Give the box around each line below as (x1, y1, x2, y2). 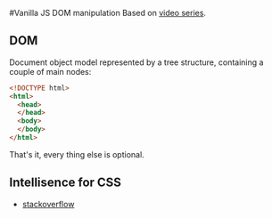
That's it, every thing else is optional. (9, 149, 144, 159)
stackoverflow (21, 198, 75, 209)
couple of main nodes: (9, 66, 92, 77)
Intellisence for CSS (9, 175, 122, 190)
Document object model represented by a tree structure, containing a (9, 57, 264, 68)
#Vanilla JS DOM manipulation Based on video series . (9, 8, 207, 18)
